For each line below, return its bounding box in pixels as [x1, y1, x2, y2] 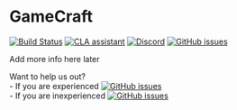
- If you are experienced [9, 80, 99, 91]
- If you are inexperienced [9, 90, 106, 101]
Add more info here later [9, 53, 101, 64]
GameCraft [9, 6, 93, 27]
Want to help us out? [9, 70, 86, 82]
